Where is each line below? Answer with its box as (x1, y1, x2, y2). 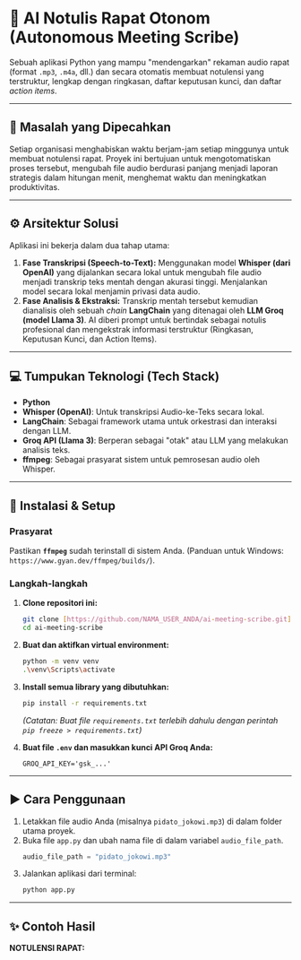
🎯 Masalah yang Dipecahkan (9, 120, 172, 135)
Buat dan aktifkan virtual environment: (21, 640, 169, 651)
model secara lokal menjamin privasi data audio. (21, 286, 201, 297)
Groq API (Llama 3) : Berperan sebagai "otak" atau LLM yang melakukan (21, 435, 288, 446)
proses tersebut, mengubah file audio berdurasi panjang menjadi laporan (9, 162, 279, 173)
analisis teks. (21, 445, 71, 455)
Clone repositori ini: (21, 598, 99, 609)
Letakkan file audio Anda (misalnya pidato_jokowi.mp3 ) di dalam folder (21, 816, 282, 826)
